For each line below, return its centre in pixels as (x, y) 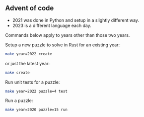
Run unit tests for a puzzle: (33, 82)
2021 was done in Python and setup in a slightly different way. (76, 20)
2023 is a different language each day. (52, 25)
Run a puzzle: (19, 101)
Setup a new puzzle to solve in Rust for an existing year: (63, 45)
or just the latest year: (27, 63)
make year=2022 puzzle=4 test (36, 91)
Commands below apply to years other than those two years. (68, 35)
